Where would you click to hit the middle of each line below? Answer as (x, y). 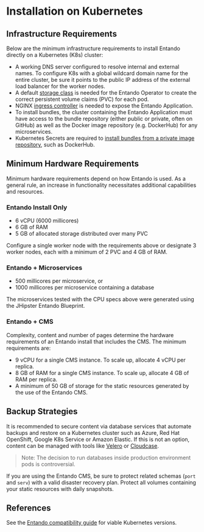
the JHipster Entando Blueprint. (46, 306)
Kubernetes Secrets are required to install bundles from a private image (105, 138)
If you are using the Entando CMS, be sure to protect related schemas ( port (101, 476)
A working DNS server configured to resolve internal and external (97, 67)
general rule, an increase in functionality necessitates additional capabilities (101, 185)
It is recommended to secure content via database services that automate (99, 426)
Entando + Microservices (44, 268)
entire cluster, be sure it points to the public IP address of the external (103, 80)
